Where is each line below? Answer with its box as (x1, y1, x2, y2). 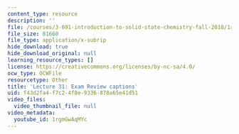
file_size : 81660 (7, 30, 59, 38)
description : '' (7, 17, 55, 24)
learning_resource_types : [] (7, 57, 94, 64)
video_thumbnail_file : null (14, 103, 97, 110)
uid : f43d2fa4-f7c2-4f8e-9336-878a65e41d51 (7, 89, 139, 96)
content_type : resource (7, 10, 78, 18)
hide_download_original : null (7, 50, 97, 57)
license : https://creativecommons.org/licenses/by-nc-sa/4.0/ (7, 63, 196, 70)
